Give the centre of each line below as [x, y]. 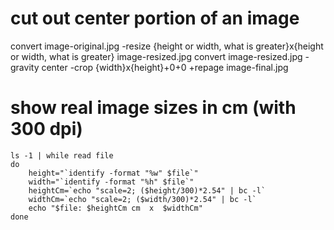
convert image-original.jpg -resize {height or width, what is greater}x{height [167, 46]
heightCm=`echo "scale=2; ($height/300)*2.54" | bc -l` [147, 190]
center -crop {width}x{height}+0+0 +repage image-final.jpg [165, 67]
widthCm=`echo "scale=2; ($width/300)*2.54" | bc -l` [142, 199]
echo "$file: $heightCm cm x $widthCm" [115, 208]
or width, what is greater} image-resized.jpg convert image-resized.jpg [156, 56]
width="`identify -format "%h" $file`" [111, 182]
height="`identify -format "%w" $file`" [113, 173]
